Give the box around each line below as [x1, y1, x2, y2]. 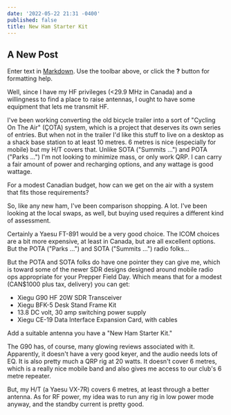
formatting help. [7, 74, 53, 83]
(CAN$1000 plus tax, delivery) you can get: [7, 280, 130, 288]
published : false [7, 17, 57, 24]
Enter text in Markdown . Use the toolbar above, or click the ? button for [7, 67, 210, 76]
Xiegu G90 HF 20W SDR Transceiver [17, 294, 122, 302]
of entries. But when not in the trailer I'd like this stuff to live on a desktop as [7, 131, 224, 139]
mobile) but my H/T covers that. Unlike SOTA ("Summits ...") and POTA [7, 145, 207, 154]
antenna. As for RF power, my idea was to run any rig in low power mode [7, 393, 214, 401]
